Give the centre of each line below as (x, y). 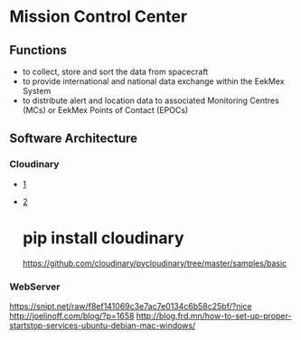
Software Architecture (74, 139)
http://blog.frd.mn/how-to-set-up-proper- (214, 316)
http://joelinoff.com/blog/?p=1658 (72, 316)
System (37, 91)
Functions (38, 50)
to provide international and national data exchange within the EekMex (153, 81)
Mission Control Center (99, 17)
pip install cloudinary (103, 238)
